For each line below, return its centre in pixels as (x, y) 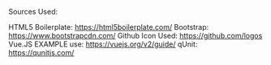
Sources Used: (33, 12)
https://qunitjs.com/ (41, 53)
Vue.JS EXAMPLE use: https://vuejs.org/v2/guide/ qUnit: (103, 44)
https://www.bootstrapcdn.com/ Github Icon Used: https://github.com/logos (135, 36)
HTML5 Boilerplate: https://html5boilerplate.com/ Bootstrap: (109, 27)
